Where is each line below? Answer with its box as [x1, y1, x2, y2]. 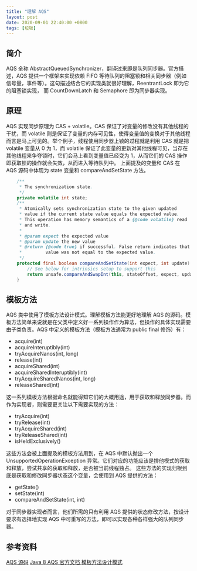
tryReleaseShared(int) [14, 432, 68, 439]
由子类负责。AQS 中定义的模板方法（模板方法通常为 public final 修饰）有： [6, 326, 186, 333]
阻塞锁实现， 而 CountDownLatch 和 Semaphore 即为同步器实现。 [11, 87, 171, 94]
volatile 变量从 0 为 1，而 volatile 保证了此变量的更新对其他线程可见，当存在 [6, 145, 188, 152]
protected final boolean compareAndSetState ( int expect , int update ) [16, 261, 191, 266]
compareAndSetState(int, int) [14, 496, 85, 503]
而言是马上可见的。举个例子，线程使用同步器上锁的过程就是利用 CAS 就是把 [6, 137, 189, 144]
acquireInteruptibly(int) [14, 344, 70, 351]
